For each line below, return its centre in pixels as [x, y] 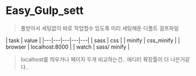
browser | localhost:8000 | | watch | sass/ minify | [68, 47]
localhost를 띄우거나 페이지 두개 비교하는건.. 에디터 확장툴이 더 [95, 59]
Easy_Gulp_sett [45, 11]
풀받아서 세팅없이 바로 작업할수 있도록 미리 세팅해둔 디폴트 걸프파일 [100, 28]
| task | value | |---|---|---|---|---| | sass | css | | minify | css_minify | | [93, 40]
